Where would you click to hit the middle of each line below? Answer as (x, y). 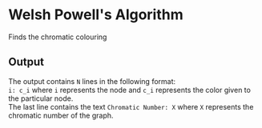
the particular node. (41, 98)
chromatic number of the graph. (61, 115)
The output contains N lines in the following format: (92, 81)
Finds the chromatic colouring (58, 37)
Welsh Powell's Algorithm (96, 15)
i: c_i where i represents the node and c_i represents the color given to (129, 90)
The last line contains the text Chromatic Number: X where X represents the (131, 106)
